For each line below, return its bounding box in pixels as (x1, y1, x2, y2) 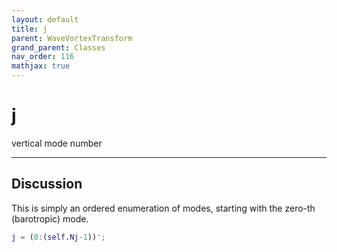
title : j (11, 24, 48, 34)
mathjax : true (11, 61, 71, 71)
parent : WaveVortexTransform (11, 33, 133, 43)
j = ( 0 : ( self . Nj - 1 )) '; (11, 232, 106, 242)
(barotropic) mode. (11, 212, 89, 225)
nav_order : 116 (11, 52, 75, 62)
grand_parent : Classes (11, 42, 106, 53)
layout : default (11, 14, 79, 25)
